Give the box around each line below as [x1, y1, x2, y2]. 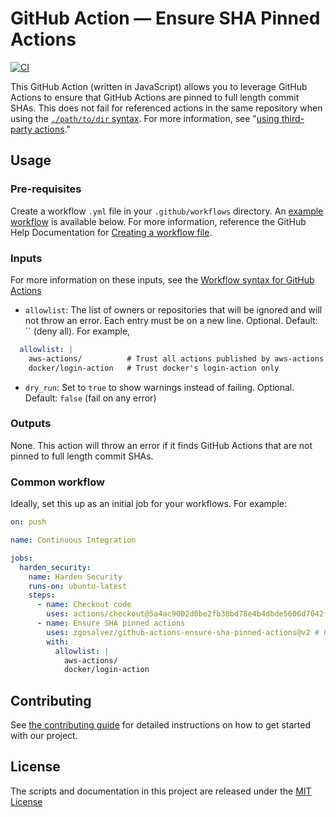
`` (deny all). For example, [24, 325, 131, 337]
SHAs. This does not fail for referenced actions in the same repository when [10, 102, 323, 114]
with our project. [10, 730, 78, 742]
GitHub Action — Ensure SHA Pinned [10, 7, 321, 30]
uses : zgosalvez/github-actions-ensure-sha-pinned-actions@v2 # [46, 627, 320, 637]
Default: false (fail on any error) [24, 392, 157, 404]
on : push [10, 517, 47, 527]
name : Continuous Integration [10, 535, 137, 546]
